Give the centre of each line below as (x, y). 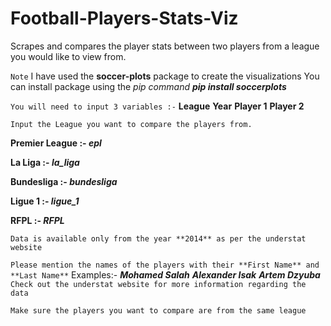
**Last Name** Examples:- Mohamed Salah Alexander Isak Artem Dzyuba (165, 274)
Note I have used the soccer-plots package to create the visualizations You (165, 76)
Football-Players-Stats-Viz (124, 18)
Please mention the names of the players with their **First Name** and (165, 265)
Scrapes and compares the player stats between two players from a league (165, 46)
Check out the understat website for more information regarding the (158, 284)
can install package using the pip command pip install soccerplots (148, 86)
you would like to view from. (68, 56)
